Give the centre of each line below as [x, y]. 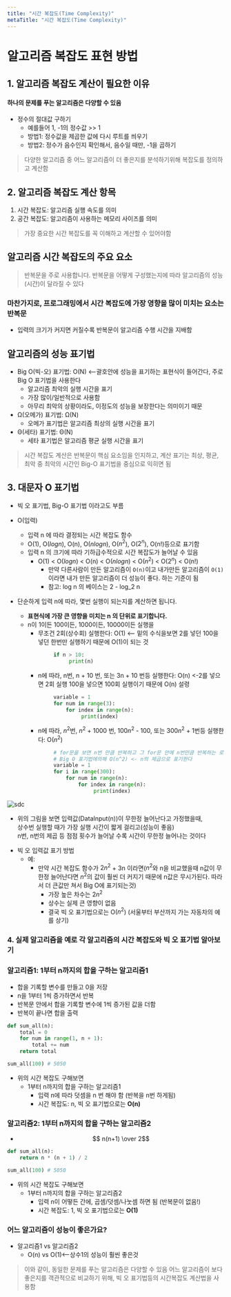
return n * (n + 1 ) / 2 [54, 1158]
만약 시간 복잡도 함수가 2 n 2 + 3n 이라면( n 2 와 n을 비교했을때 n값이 [126, 867]
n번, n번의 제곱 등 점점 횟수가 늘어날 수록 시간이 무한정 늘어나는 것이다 [112, 836]
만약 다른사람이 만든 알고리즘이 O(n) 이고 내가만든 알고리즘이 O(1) [136, 570]
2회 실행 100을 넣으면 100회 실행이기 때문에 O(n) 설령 [118, 684]
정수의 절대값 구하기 [44, 119]
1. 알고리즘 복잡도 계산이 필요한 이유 [79, 84]
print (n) [81, 662]
